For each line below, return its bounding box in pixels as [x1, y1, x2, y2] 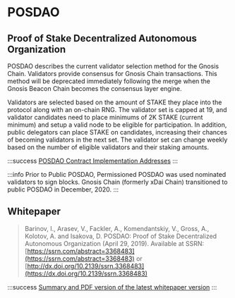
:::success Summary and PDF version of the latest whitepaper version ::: [7, 283, 217, 291]
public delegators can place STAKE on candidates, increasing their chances [7, 128, 227, 136]
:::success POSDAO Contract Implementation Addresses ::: [7, 156, 179, 165]
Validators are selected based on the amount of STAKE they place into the [7, 98, 222, 106]
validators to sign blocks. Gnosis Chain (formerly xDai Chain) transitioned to [7, 178, 228, 186]
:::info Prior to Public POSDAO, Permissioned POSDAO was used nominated [7, 170, 227, 178]
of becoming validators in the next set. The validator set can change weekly [7, 135, 228, 144]
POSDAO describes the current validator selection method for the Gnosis [7, 62, 219, 70]
